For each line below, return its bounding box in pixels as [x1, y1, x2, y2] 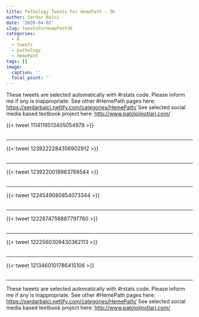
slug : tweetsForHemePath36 [6, 25, 73, 31]
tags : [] [6, 58, 28, 64]
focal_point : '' [11, 75, 52, 81]
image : [6, 64, 23, 70]
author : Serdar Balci [6, 14, 60, 20]
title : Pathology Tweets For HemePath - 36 [6, 8, 115, 15]
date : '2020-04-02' [6, 20, 54, 26]
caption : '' [11, 69, 41, 75]
